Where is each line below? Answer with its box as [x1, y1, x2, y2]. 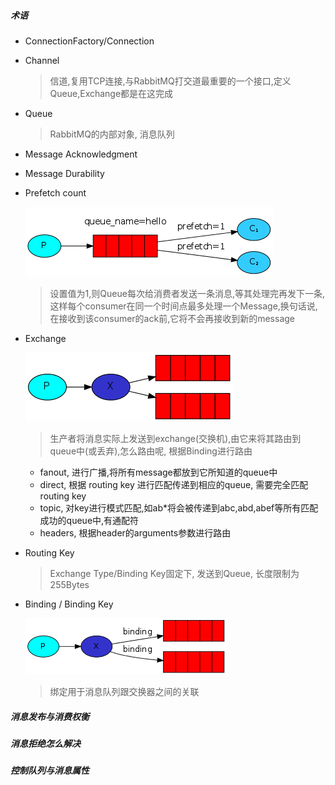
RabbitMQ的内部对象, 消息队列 [49, 128, 175, 140]
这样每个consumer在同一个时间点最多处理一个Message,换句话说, [49, 300, 318, 312]
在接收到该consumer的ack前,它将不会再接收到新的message [49, 312, 296, 324]
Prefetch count [24, 186, 87, 199]
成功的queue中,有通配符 [39, 514, 140, 526]
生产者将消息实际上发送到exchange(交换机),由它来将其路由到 [49, 432, 302, 444]
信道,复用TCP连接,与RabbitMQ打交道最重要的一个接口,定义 [49, 75, 292, 87]
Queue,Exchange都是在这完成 [49, 87, 174, 99]
